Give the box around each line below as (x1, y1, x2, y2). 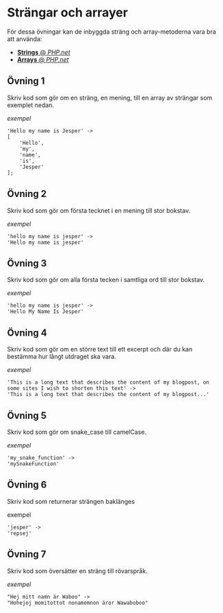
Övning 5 (7, 410, 47, 421)
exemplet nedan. (7, 101, 55, 109)
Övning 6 (7, 479, 47, 491)
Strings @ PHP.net (16, 48, 70, 56)
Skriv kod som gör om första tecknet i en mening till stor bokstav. (7, 206, 191, 214)
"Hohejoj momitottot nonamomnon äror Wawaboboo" (7, 599, 148, 606)
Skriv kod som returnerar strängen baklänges (7, 497, 135, 505)
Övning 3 (7, 257, 47, 269)
